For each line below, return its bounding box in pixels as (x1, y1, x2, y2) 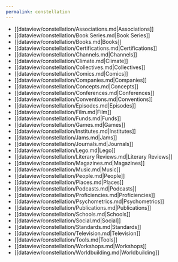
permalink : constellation (5, 8, 70, 15)
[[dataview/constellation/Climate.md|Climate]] (14, 57, 128, 64)
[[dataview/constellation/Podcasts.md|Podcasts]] (14, 184, 137, 192)
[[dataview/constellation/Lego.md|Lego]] (14, 147, 116, 154)
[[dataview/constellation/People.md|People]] (14, 172, 125, 179)
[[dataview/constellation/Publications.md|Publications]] (14, 204, 152, 211)
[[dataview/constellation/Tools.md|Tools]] (14, 236, 118, 243)
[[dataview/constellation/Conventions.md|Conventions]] (14, 96, 153, 103)
